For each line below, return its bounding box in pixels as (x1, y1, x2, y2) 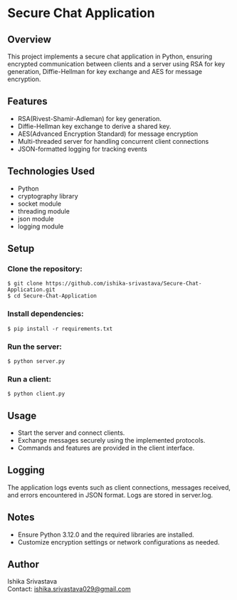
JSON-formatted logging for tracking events (17, 144, 147, 153)
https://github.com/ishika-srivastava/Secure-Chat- (45, 280, 202, 288)
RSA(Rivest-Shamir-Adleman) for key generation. (17, 114, 162, 122)
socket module (17, 199, 62, 208)
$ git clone (7, 280, 43, 288)
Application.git (7, 286, 56, 293)
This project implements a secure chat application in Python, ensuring (7, 52, 212, 60)
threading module (17, 206, 70, 215)
